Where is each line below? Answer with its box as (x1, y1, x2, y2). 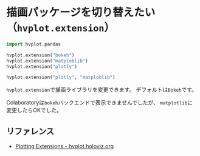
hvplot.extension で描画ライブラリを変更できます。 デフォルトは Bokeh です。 (6, 86, 198, 93)
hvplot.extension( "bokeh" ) (6, 52, 75, 58)
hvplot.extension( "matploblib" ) (6, 58, 88, 64)
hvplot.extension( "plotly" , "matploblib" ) (6, 74, 116, 81)
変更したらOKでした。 (6, 107, 63, 114)
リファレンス (6, 126, 55, 137)
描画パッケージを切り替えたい (6, 5, 156, 19)
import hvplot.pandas (6, 41, 61, 47)
